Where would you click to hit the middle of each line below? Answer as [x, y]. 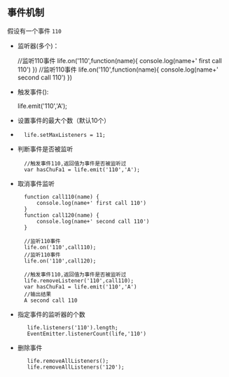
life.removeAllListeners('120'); [76, 367]
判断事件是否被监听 [45, 149]
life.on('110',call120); [60, 261]
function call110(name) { [62, 197]
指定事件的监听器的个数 [51, 314]
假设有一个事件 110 [34, 31]
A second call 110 [51, 300]
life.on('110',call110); [60, 247]
